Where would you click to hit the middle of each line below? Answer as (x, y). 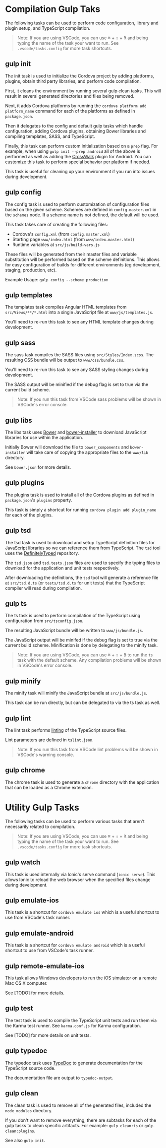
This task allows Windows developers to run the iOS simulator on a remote (81, 978)
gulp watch (23, 862)
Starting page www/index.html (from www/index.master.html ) (73, 239)
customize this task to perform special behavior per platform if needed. (78, 162)
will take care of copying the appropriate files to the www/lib (87, 452)
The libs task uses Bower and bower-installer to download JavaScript (76, 432)
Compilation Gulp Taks (53, 9)
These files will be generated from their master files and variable (71, 254)
